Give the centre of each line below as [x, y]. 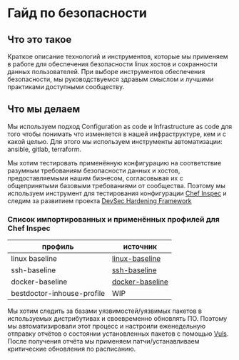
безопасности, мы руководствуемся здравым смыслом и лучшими [111, 79]
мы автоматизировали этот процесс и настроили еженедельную [107, 326]
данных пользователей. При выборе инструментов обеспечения [106, 72]
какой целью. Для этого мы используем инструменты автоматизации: [115, 141]
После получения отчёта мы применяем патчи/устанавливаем [103, 341]
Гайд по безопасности [77, 13]
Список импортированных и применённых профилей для [113, 219]
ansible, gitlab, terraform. [45, 149]
